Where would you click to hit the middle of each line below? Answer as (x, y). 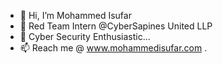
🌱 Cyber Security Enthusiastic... (85, 36)
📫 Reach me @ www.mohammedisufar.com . (113, 48)
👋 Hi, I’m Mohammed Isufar (75, 15)
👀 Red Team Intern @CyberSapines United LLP (116, 26)
